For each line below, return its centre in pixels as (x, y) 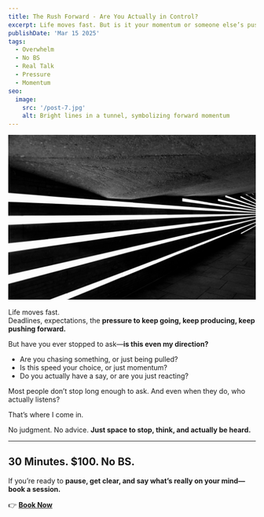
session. (46, 489)
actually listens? (34, 399)
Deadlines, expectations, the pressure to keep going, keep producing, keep (132, 320)
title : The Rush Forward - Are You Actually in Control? (103, 16)
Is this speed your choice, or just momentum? (93, 367)
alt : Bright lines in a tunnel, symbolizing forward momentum (126, 116)
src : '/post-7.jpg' (54, 107)
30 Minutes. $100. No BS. (71, 462)
